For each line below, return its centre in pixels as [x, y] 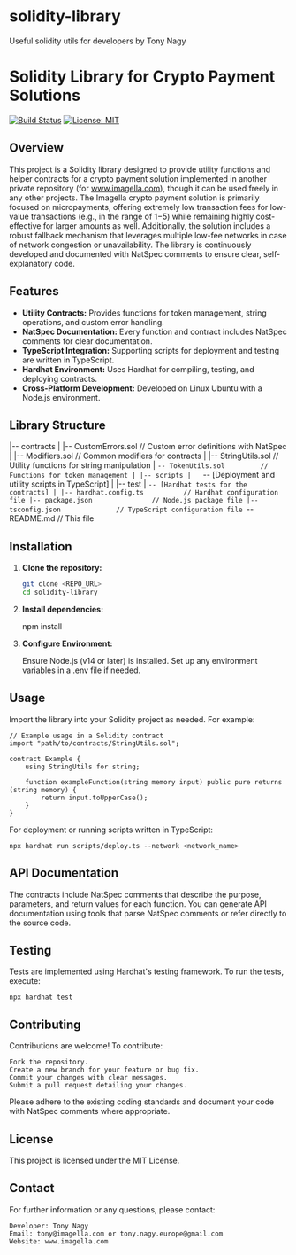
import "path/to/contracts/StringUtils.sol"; [94, 743]
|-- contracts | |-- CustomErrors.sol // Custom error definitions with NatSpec [148, 447]
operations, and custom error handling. [93, 322]
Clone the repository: [62, 568]
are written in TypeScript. [68, 360]
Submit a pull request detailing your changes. [99, 1086]
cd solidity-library [60, 592]
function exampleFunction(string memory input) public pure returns [154, 782]
